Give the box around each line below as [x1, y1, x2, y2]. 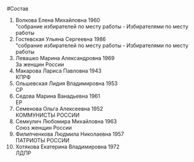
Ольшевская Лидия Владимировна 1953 [15, 80, 118, 87]
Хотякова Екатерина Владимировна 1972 [15, 143, 120, 150]
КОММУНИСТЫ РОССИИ [15, 111, 80, 119]
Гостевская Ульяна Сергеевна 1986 [15, 36, 106, 42]
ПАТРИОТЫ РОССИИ [15, 137, 70, 144]
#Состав [7, 5, 29, 12]
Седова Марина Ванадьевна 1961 [15, 92, 101, 99]
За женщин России [15, 61, 64, 68]
